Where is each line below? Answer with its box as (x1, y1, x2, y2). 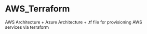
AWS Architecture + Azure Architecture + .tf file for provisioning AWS (5, 19, 142, 25)
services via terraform (5, 24, 49, 30)
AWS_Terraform (5, 3, 70, 14)
